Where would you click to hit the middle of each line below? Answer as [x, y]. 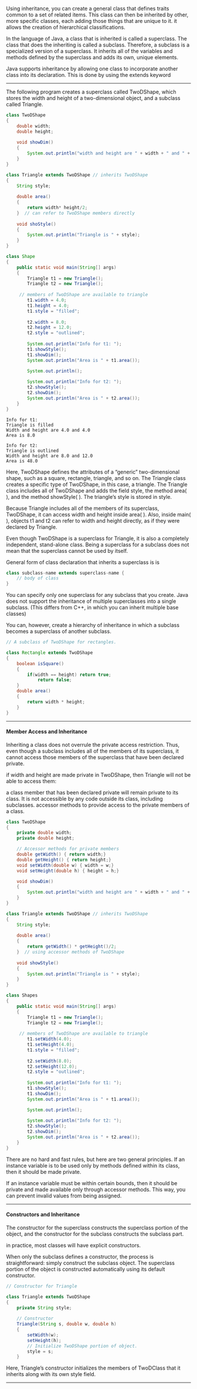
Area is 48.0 [22, 461]
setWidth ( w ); [43, 1335]
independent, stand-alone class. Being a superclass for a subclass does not [98, 544]
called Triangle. [25, 104]
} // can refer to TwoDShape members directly [76, 213]
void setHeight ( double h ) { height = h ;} [68, 871]
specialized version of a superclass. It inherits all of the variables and [89, 51]
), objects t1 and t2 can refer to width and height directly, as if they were [93, 521]
